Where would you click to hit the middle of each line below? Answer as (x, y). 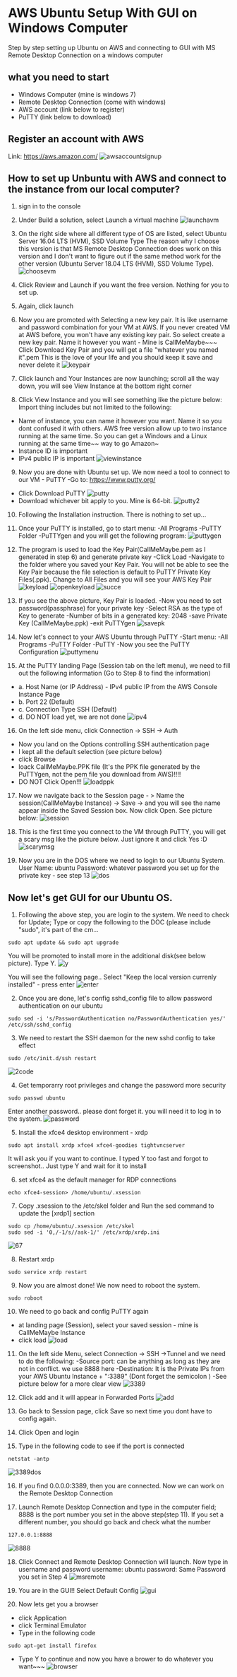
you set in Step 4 (43, 1577)
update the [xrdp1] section (56, 1213)
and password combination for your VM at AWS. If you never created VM (124, 327)
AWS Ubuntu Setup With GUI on (103, 13)
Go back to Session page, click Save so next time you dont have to (115, 1411)
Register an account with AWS (76, 139)
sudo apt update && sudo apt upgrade (63, 943)
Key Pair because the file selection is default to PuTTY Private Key (114, 572)
